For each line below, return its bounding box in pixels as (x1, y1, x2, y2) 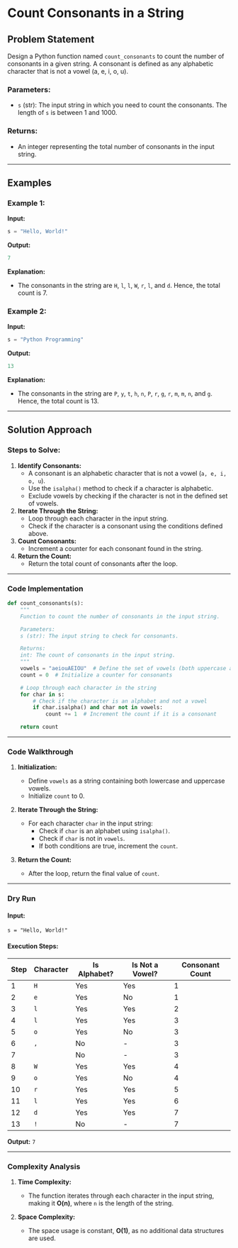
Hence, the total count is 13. (17, 397, 99, 406)
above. (28, 529, 48, 537)
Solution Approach (7, 424, 92, 436)
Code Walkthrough (7, 747, 74, 757)
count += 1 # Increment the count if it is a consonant (45, 711, 217, 718)
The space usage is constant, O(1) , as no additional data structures (28, 1226, 225, 1235)
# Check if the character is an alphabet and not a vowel (33, 697, 208, 705)
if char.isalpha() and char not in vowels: (33, 704, 163, 711)
